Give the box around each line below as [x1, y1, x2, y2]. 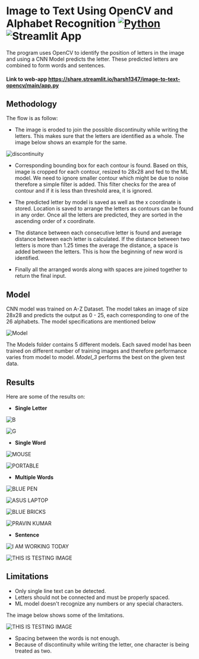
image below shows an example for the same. [14, 139, 128, 146]
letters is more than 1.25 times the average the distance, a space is [14, 242, 178, 249]
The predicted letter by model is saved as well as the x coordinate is [14, 199, 182, 206]
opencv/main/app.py [6, 81, 59, 89]
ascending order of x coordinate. [14, 218, 96, 225]
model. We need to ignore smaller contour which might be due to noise [14, 174, 189, 182]
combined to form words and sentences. [6, 61, 106, 69]
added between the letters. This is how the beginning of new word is [14, 248, 183, 255]
